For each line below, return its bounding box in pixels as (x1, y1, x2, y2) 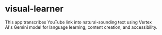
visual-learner (5, 3, 64, 14)
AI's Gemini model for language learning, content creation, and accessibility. (5, 24, 158, 30)
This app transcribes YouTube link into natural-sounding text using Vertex (5, 19, 152, 25)
